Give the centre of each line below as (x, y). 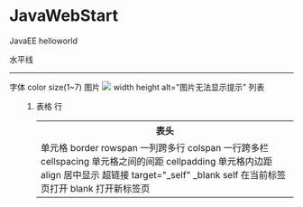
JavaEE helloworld (44, 41)
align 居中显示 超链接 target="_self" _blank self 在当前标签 (163, 174)
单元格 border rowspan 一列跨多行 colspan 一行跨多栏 (154, 147)
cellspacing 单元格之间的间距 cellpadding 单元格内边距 (156, 161)
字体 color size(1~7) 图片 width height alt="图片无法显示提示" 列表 (137, 87)
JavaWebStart (64, 16)
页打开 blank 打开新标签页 (95, 188)
